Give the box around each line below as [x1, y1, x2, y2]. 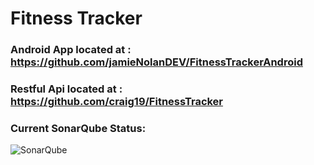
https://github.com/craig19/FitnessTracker [10, 95, 224, 109]
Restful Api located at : [10, 82, 123, 96]
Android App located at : [10, 43, 132, 57]
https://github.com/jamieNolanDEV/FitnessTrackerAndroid [10, 55, 303, 69]
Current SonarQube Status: [10, 121, 147, 135]
